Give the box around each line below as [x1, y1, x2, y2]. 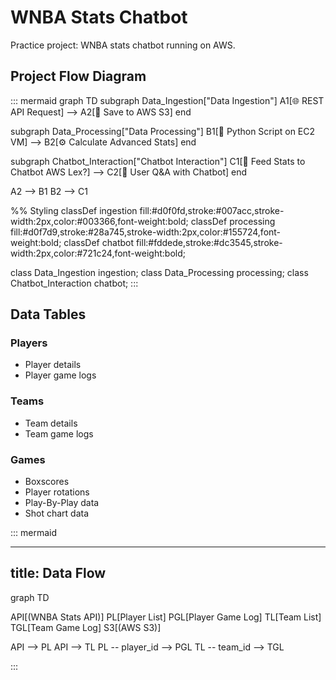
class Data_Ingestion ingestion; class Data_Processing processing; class [10, 266, 309, 278]
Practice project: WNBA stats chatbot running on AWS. [10, 39, 236, 51]
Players [10, 336, 48, 350]
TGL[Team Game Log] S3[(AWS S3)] [10, 621, 162, 633]
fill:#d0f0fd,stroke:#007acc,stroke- [139, 204, 285, 216]
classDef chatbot [63, 236, 135, 248]
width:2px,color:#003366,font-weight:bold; [10, 215, 189, 227]
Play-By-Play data [24, 497, 100, 509]
